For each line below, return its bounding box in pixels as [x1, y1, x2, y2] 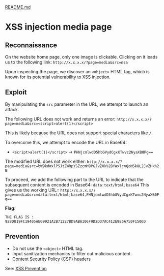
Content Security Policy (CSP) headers [12, 256, 91, 262]
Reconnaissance [5, 41, 57, 49]
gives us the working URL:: [5, 187, 59, 193]
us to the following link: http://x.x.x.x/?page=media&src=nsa [5, 59, 128, 65]
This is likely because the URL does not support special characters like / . [5, 130, 153, 136]
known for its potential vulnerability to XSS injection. [5, 74, 110, 80]
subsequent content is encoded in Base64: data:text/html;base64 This [5, 182, 149, 187]
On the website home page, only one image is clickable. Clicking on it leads [5, 54, 158, 60]
